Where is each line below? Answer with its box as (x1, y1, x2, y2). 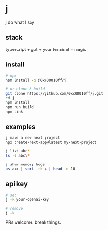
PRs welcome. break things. (5, 219, 61, 225)
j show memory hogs (5, 162, 45, 167)
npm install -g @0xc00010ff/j (5, 78, 67, 83)
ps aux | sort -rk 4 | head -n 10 (5, 166, 76, 171)
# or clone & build (5, 86, 45, 92)
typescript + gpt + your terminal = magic (5, 46, 87, 52)
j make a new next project (5, 135, 60, 140)
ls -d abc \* (5, 153, 30, 158)
